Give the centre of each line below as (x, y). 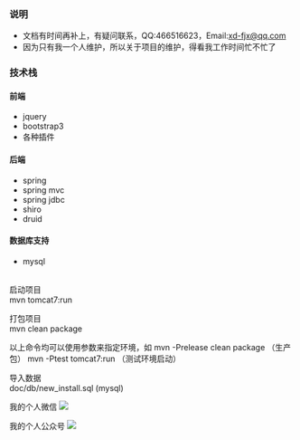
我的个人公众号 (37, 426)
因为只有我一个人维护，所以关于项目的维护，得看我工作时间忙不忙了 (149, 47)
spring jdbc (43, 199)
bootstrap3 (43, 126)
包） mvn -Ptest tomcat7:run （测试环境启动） (95, 359)
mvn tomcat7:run (41, 300)
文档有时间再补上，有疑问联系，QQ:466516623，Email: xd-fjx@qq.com (154, 36)
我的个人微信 (33, 407)
